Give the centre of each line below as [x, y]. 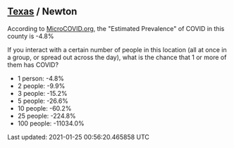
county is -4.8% [31, 36]
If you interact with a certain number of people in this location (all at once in [117, 49]
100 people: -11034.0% [51, 123]
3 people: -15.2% [42, 93]
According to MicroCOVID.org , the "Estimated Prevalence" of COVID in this [116, 28]
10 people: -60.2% [44, 108]
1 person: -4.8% [41, 78]
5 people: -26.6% [43, 101]
